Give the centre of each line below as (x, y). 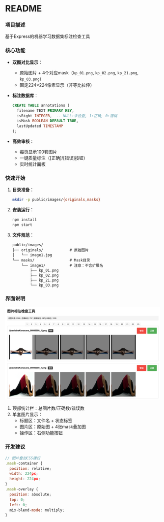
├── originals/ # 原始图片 (50, 250)
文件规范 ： (23, 235)
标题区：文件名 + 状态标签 (46, 421)
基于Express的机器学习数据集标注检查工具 (48, 36)
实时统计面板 (32, 164)
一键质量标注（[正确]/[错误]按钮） (54, 158)
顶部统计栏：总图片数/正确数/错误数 (48, 408)
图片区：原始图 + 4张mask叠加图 (53, 427)
